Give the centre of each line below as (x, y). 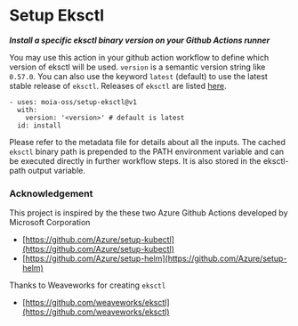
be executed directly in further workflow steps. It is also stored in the (135, 160)
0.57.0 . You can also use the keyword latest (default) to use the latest (139, 76)
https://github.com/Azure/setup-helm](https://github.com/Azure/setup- (156, 258)
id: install (40, 126)
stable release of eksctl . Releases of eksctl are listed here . (118, 86)
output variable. (57, 170)
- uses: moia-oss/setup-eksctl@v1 (73, 102)
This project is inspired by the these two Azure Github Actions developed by (149, 213)
